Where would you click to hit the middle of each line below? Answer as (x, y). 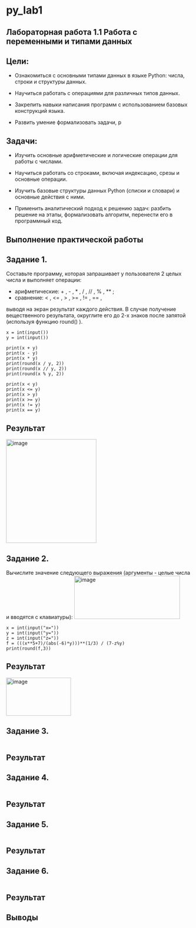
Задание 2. (27, 559)
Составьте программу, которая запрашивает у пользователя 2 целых (94, 274)
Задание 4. (27, 778)
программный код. (39, 221)
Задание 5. (27, 824)
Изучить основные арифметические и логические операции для (96, 155)
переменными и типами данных (69, 41)
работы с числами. (39, 162)
